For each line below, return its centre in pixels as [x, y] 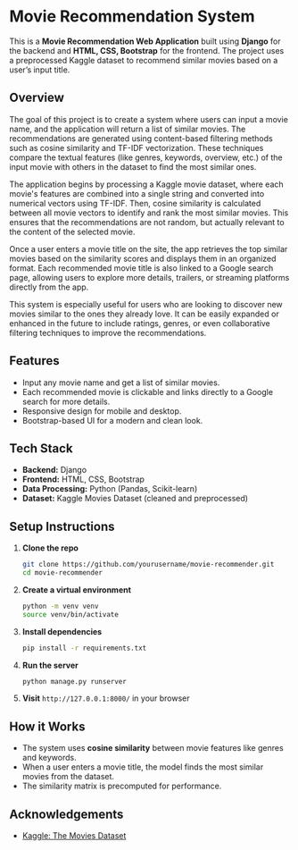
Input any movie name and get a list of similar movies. [121, 383]
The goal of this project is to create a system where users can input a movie [149, 119]
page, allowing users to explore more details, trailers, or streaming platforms [149, 277]
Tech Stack [41, 448]
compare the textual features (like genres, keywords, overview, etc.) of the [146, 157]
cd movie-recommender [62, 573]
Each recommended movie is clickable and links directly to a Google [148, 391]
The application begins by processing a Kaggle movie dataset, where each [146, 184]
